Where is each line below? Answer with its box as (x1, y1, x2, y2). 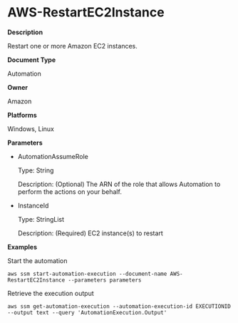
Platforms (7, 111, 37, 119)
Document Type (7, 55, 56, 64)
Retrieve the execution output (7, 289, 94, 297)
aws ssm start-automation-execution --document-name (7, 270, 167, 277)
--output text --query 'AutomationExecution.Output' (7, 309, 167, 316)
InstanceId (17, 201, 49, 210)
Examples (7, 242, 38, 251)
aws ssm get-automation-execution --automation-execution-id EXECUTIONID (7, 302, 232, 310)
